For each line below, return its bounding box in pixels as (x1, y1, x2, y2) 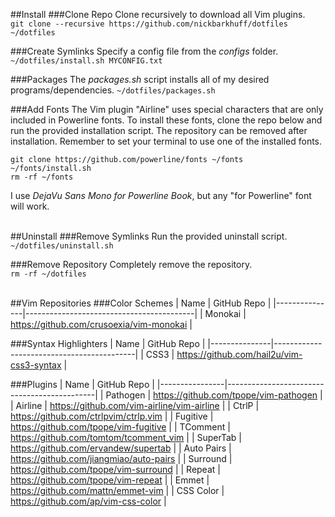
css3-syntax (10, 359, 62, 371)
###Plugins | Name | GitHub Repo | (10, 379, 155, 390)
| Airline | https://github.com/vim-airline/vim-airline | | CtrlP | (10, 400, 260, 411)
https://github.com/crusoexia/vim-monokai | (10, 319, 193, 330)
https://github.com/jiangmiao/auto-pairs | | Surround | (10, 453, 233, 464)
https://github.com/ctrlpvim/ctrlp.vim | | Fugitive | (10, 410, 214, 422)
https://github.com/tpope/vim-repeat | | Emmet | (10, 474, 210, 486)
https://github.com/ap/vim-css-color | (10, 495, 167, 507)
